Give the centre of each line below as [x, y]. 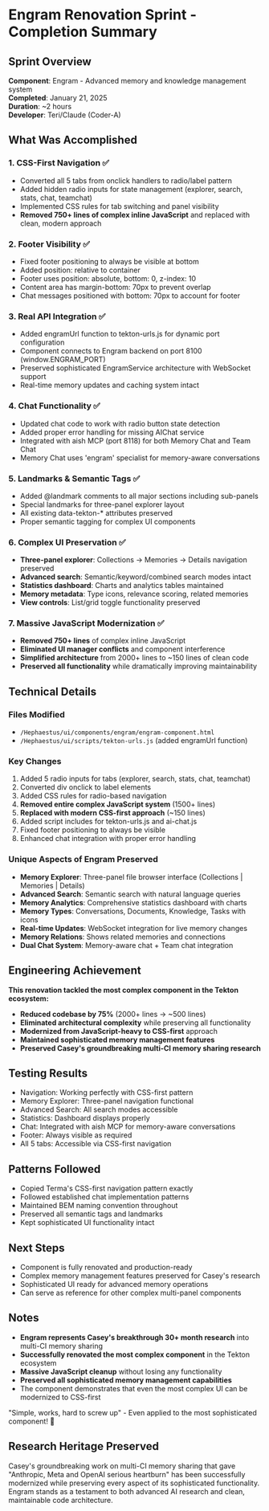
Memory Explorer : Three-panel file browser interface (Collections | [131, 876]
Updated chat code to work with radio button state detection [120, 423]
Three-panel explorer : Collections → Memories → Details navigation [133, 560]
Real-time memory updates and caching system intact [109, 385]
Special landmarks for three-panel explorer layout [102, 504]
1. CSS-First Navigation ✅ [59, 163]
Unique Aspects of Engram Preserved [84, 860]
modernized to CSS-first [60, 1397]
